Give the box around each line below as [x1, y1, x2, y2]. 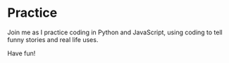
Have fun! [7, 49, 36, 57]
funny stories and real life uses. [7, 35, 99, 43]
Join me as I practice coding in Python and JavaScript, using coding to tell [7, 28, 223, 36]
